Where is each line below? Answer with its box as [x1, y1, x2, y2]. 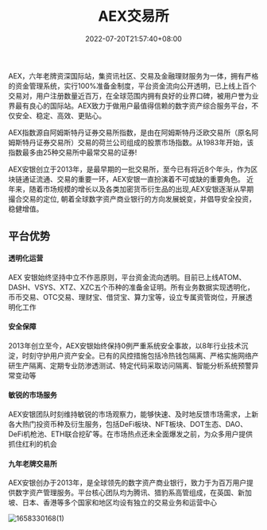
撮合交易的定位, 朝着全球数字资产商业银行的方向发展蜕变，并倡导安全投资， [8, 194, 256, 203]
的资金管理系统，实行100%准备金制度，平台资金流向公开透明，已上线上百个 [8, 81, 257, 90]
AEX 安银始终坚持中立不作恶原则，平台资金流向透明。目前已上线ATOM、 [8, 272, 246, 282]
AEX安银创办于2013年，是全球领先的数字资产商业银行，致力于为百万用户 [8, 478, 247, 488]
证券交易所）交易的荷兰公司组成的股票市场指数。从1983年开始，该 [35, 137, 254, 147]
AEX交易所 [98, 7, 169, 25]
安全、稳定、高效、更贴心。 [14, 110, 106, 120]
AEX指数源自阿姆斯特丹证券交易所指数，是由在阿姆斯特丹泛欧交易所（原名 [8, 128, 252, 137]
